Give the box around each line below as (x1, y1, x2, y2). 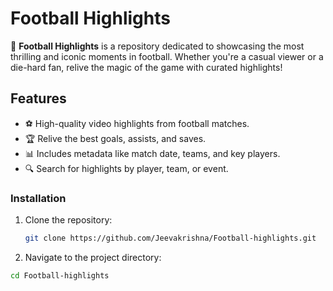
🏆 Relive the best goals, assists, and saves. (24, 132, 207, 144)
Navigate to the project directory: (24, 251, 162, 263)
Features (10, 90, 67, 107)
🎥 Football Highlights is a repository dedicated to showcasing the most (10, 40, 305, 52)
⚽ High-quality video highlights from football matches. (24, 117, 250, 129)
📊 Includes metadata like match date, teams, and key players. (24, 147, 281, 159)
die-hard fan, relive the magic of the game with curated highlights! (10, 61, 283, 73)
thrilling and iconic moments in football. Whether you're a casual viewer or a (10, 50, 324, 62)
